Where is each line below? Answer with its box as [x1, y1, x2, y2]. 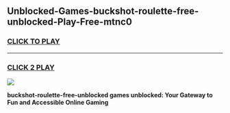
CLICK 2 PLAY [7, 62, 55, 72]
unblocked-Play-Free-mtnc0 [7, 16, 132, 28]
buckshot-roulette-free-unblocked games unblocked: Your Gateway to [7, 90, 214, 99]
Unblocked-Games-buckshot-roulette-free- [7, 5, 199, 17]
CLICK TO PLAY [7, 37, 60, 47]
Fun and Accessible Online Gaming [7, 98, 109, 106]
